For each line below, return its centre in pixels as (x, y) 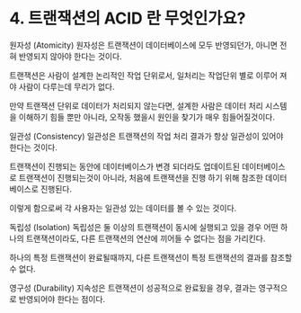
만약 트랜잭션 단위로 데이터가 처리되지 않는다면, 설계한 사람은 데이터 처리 (136, 105)
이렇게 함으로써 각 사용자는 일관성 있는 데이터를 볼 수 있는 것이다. (123, 208)
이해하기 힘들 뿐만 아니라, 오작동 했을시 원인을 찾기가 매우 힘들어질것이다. (147, 117)
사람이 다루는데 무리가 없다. (66, 86)
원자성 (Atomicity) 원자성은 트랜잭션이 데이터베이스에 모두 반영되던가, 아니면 (144, 45)
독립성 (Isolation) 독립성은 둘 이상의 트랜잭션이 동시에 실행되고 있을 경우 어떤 (144, 227)
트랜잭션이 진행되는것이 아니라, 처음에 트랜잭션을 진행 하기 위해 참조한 (141, 177)
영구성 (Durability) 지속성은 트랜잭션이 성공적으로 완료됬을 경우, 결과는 (133, 288)
